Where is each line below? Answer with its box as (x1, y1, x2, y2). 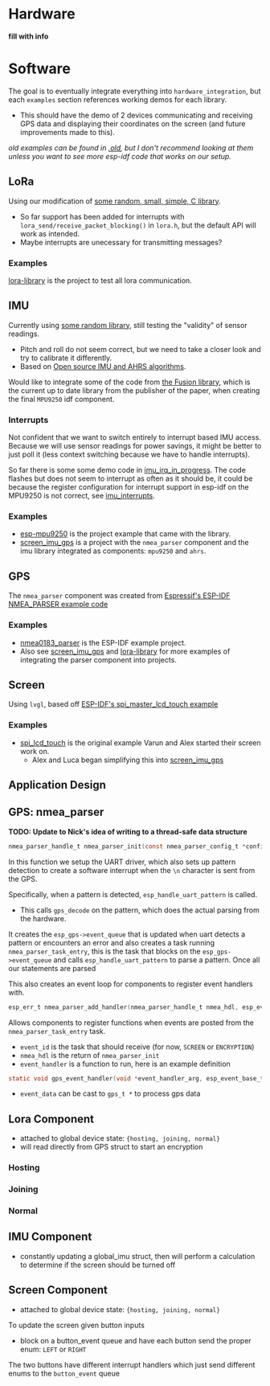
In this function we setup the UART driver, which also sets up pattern (8, 857, 236, 867)
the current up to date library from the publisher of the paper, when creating (8, 385, 260, 395)
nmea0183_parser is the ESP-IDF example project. (19, 638, 186, 647)
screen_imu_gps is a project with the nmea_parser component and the (19, 538, 249, 547)
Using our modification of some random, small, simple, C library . (8, 196, 221, 206)
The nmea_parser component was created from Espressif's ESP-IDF (8, 591, 231, 601)
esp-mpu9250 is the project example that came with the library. (19, 529, 231, 539)
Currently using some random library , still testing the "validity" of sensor (8, 320, 247, 330)
